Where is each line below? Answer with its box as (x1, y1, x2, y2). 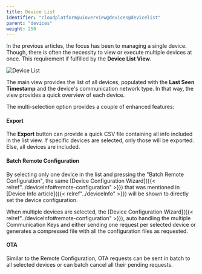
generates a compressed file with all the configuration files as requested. (6, 227, 189, 235)
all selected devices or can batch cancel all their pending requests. (6, 261, 174, 268)
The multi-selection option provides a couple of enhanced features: (6, 103, 175, 111)
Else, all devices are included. (6, 143, 80, 151)
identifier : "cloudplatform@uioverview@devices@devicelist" (6, 15, 161, 21)
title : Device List (6, 8, 56, 15)
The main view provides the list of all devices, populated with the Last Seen (6, 79, 195, 86)
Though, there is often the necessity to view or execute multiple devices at (6, 49, 192, 56)
